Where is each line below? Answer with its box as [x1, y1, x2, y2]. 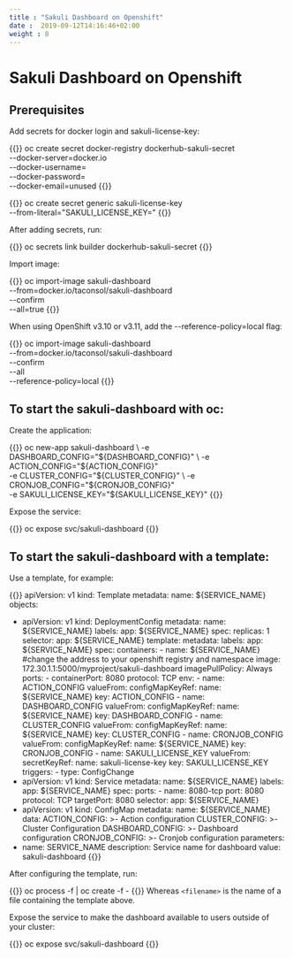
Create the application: [9, 425, 93, 436]
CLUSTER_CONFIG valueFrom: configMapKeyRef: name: [21, 720, 228, 730]
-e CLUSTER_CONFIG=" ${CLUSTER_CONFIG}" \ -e [9, 471, 196, 481]
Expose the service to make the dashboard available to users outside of [9, 912, 270, 923]
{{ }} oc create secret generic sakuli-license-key [9, 198, 183, 209]
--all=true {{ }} [9, 304, 60, 315]
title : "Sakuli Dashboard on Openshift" [9, 12, 164, 22]
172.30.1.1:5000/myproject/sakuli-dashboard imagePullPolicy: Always [21, 663, 274, 673]
